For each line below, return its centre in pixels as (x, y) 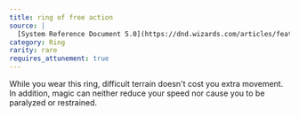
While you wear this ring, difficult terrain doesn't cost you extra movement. (146, 84)
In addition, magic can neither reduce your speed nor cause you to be (137, 93)
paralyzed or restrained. (53, 102)
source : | (28, 26)
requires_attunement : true (59, 58)
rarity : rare (33, 51)
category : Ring (37, 42)
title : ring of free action (61, 17)
